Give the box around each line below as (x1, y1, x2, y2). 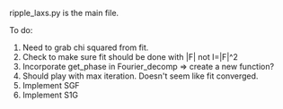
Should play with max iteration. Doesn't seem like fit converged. (22, 71, 259, 81)
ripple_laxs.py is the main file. (9, 8, 119, 18)
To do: (9, 25, 33, 35)
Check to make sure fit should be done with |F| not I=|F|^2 (22, 52, 238, 62)
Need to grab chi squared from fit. (22, 42, 149, 53)
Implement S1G (22, 89, 79, 100)
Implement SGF (22, 80, 80, 90)
